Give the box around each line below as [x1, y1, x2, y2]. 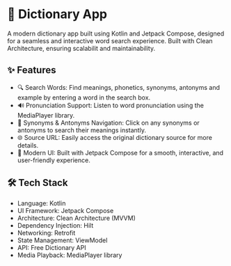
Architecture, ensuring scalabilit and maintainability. [7, 44, 155, 52]
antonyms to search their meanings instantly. [17, 125, 146, 134]
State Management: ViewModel [17, 236, 108, 244]
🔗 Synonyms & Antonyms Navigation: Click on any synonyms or [17, 118, 200, 127]
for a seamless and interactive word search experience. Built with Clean [7, 36, 214, 45]
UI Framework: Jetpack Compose [17, 206, 114, 214]
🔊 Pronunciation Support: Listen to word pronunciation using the [17, 101, 204, 109]
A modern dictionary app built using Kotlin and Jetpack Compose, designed [7, 29, 225, 38]
